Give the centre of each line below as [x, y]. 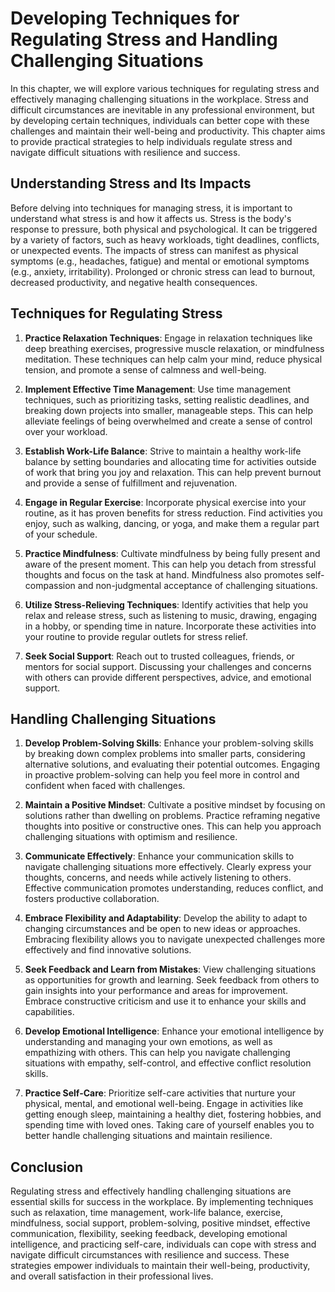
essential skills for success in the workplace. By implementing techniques [162, 1202]
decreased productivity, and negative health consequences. [134, 282]
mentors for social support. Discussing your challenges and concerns [168, 666]
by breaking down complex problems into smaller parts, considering [165, 754]
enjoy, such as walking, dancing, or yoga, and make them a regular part [172, 523]
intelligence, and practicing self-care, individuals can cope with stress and [163, 1244]
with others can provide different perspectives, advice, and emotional [168, 677]
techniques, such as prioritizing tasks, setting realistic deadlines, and [167, 399]
